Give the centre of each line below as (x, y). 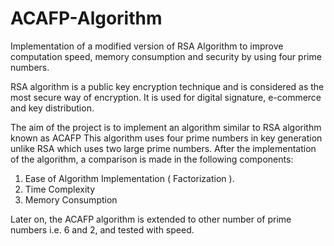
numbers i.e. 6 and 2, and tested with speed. (102, 229)
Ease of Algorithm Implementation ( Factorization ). (129, 178)
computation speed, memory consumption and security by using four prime (166, 56)
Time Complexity (60, 189)
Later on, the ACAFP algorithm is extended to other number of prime (151, 219)
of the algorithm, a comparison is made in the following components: (152, 159)
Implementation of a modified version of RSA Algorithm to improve (147, 46)
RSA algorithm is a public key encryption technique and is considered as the (167, 86)
